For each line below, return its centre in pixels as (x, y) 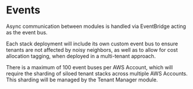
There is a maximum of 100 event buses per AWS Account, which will (89, 67)
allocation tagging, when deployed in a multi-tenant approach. (81, 56)
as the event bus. (27, 32)
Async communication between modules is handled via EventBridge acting (96, 26)
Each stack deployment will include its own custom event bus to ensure (92, 44)
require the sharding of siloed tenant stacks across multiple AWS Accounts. (97, 73)
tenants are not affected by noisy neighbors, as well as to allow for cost (92, 49)
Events (23, 10)
